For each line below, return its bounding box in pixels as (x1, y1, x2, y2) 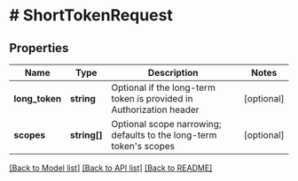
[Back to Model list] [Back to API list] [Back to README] (9, 162, 213, 173)
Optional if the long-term (111, 81, 216, 94)
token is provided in (111, 93, 193, 104)
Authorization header (111, 103, 200, 116)
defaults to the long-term (111, 129, 217, 141)
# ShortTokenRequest (9, 5, 173, 26)
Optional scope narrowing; (111, 118, 222, 130)
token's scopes (111, 140, 176, 152)
